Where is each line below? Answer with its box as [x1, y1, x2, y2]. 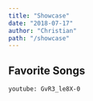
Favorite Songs [8, 63, 86, 77]
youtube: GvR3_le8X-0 [8, 85, 81, 93]
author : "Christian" [8, 26, 78, 34]
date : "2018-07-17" [8, 19, 74, 27]
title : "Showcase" [8, 11, 70, 20]
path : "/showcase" [8, 34, 70, 42]
